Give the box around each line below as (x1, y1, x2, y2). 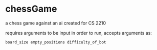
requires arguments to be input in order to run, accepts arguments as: (5, 30, 152, 36)
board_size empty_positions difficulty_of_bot (5, 39, 106, 45)
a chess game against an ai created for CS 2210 (5, 20, 106, 26)
